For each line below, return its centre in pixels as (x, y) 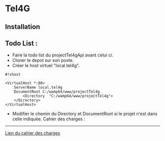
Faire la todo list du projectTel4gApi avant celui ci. (63, 55)
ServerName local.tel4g (38, 87)
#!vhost (13, 75)
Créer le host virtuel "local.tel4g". (46, 66)
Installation (23, 27)
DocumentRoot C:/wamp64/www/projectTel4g (57, 92)
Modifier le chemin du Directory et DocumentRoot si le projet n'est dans (85, 114)
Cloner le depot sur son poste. (43, 60)
